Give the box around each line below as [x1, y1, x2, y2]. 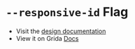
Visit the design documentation [15, 27, 106, 35]
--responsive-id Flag [6, 4, 129, 20]
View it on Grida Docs [15, 34, 79, 42]
